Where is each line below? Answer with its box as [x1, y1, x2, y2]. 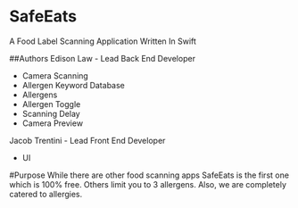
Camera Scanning [21, 70, 89, 81]
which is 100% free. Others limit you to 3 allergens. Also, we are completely [9, 179, 287, 189]
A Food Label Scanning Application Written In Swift [9, 36, 196, 46]
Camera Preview [21, 118, 83, 129]
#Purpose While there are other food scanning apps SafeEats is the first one [9, 170, 290, 180]
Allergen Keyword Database [21, 79, 125, 90]
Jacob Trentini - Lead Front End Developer [9, 135, 166, 146]
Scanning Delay [21, 108, 80, 119]
